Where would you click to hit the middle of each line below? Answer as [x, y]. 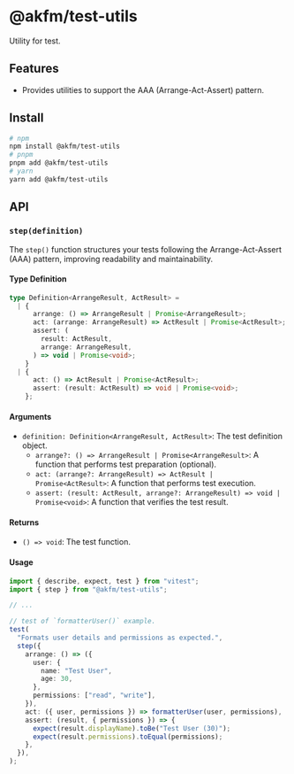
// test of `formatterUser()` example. [83, 622]
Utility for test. [35, 41]
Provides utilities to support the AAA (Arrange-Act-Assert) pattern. [143, 89]
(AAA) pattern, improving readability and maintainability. [111, 259]
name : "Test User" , [77, 670]
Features [34, 69]
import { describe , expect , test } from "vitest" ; [104, 581]
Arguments [30, 416]
